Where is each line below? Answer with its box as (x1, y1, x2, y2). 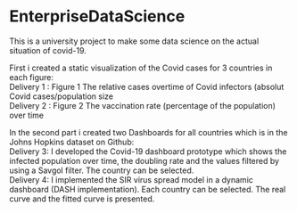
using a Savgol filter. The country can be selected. (9, 165, 194, 176)
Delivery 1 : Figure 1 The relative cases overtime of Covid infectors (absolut (9, 81, 285, 92)
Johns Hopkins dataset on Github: (9, 136, 135, 147)
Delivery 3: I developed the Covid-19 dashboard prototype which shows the (9, 145, 287, 157)
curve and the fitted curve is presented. (9, 193, 155, 204)
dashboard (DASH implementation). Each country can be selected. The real (9, 184, 286, 194)
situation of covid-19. (9, 45, 87, 55)
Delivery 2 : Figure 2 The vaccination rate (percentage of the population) (9, 100, 276, 111)
